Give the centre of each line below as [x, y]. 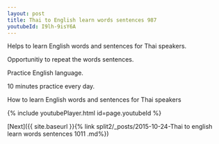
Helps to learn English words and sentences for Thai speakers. [97, 46]
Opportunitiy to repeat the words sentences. [71, 60]
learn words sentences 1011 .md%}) [58, 134]
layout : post [26, 13]
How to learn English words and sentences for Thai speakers [95, 100]
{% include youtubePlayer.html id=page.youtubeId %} [84, 113]
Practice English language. [45, 73]
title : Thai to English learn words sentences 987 [82, 20]
